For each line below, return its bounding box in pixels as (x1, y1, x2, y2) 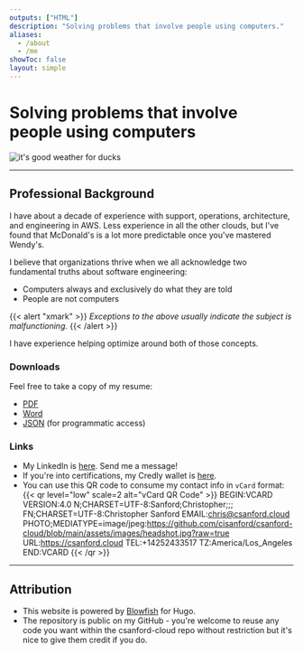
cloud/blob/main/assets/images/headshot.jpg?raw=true (22, 528, 230, 538)
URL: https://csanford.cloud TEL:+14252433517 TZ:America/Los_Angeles (22, 537, 293, 548)
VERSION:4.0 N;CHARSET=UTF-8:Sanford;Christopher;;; (22, 499, 234, 510)
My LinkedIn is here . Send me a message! (22, 461, 179, 472)
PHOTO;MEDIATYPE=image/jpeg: (22, 519, 147, 529)
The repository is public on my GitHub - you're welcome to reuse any (22, 615, 280, 626)
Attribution (9, 582, 72, 597)
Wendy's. (9, 238, 45, 249)
